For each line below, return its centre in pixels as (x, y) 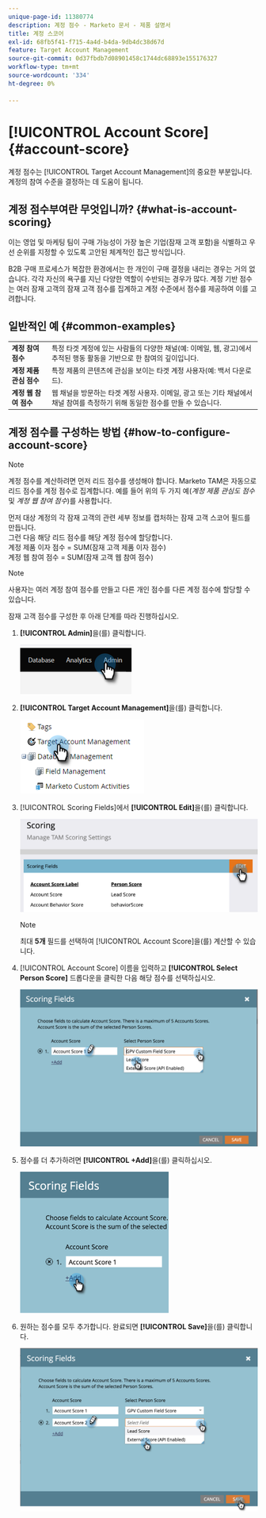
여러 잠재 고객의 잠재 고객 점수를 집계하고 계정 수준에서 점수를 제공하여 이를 (133, 289)
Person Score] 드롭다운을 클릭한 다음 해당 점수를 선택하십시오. (118, 978)
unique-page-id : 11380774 (51, 17)
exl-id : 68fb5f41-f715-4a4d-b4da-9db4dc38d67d (86, 42)
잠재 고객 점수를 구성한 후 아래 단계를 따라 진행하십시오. (94, 616)
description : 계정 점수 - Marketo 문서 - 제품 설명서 (89, 25)
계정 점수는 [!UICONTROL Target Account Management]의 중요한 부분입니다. (130, 172)
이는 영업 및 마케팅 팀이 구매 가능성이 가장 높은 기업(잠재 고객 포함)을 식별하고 (128, 243)
